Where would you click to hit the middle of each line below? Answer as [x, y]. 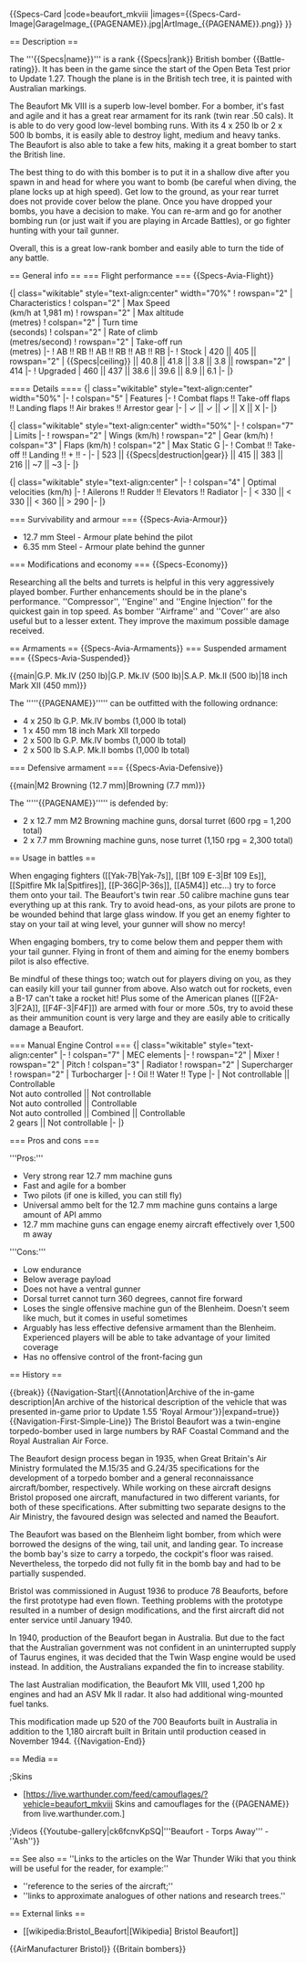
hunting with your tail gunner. [64, 230]
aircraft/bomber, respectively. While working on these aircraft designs [140, 1488]
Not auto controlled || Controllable [73, 1103]
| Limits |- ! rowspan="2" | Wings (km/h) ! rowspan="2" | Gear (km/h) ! [141, 435]
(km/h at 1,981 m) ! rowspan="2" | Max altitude [97, 312]
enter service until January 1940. [71, 1620]
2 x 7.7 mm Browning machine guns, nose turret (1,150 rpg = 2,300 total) [158, 840]
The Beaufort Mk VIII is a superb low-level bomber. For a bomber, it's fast [147, 106]
